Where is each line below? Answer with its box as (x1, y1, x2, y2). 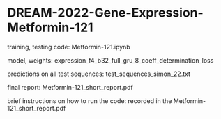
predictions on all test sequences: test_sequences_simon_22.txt (7, 70, 190, 78)
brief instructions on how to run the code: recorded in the (7, 96, 172, 105)
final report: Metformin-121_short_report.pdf (7, 83, 134, 91)
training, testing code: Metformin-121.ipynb (7, 42, 130, 51)
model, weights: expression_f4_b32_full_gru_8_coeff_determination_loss (7, 56, 214, 64)
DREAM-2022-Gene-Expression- (7, 5, 204, 21)
